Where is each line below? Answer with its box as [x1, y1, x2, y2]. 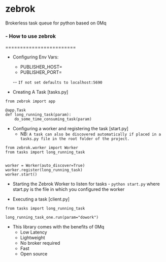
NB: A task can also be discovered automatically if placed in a [20, 131, 161, 137]
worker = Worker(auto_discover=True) [5, 163, 85, 168]
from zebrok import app [5, 99, 56, 104]
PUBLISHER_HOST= [20, 64, 62, 70]
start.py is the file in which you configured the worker [12, 186, 125, 192]
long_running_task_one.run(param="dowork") [5, 215, 99, 220]
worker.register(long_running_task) [5, 167, 83, 173]
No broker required [20, 240, 60, 246]
